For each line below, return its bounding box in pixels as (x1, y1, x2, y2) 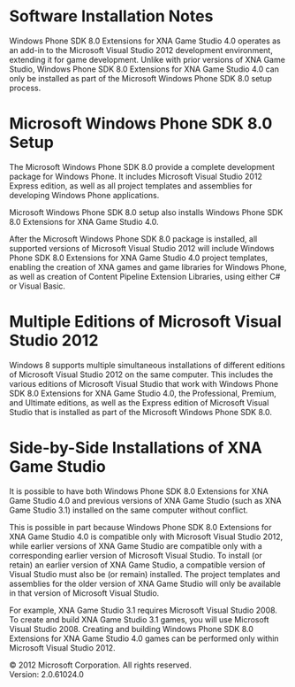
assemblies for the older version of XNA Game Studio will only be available (9, 578, 281, 589)
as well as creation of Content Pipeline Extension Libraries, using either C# (9, 271, 281, 282)
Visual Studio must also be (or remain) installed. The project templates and (9, 568, 281, 579)
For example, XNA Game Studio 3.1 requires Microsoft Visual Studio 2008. (9, 605, 278, 615)
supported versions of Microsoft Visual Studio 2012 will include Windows (9, 243, 275, 253)
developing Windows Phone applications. (9, 189, 160, 200)
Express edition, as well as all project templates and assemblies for (9, 180, 253, 191)
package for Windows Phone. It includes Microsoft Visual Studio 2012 (9, 171, 263, 181)
